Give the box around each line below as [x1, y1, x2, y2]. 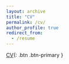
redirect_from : [6, 30, 43, 36]
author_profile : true [6, 24, 59, 31]
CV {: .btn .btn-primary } [6, 52, 63, 58]
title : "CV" [6, 14, 35, 20]
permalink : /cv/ [6, 19, 46, 25]
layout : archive [6, 8, 46, 15]
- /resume [11, 35, 35, 41]
